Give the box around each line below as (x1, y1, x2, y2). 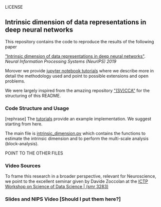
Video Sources (5, 162, 41, 169)
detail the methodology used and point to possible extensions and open (5, 73, 149, 79)
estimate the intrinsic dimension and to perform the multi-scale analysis (5, 136, 149, 141)
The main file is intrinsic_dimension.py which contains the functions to (5, 131, 146, 137)
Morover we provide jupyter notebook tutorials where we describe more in (5, 68, 154, 73)
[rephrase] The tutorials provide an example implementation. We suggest (5, 116, 152, 122)
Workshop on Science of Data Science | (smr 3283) (5, 184, 108, 190)
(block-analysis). (5, 141, 39, 147)
